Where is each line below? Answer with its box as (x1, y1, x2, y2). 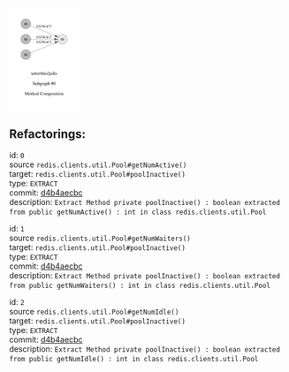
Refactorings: (9, 126, 87, 141)
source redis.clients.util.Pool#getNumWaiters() (9, 232, 192, 244)
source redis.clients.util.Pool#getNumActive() (9, 159, 187, 170)
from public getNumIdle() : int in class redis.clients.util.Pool (9, 355, 259, 364)
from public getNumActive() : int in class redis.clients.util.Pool (9, 208, 267, 217)
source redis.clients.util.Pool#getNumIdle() (9, 307, 179, 317)
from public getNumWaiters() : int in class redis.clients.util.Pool (9, 281, 271, 291)
